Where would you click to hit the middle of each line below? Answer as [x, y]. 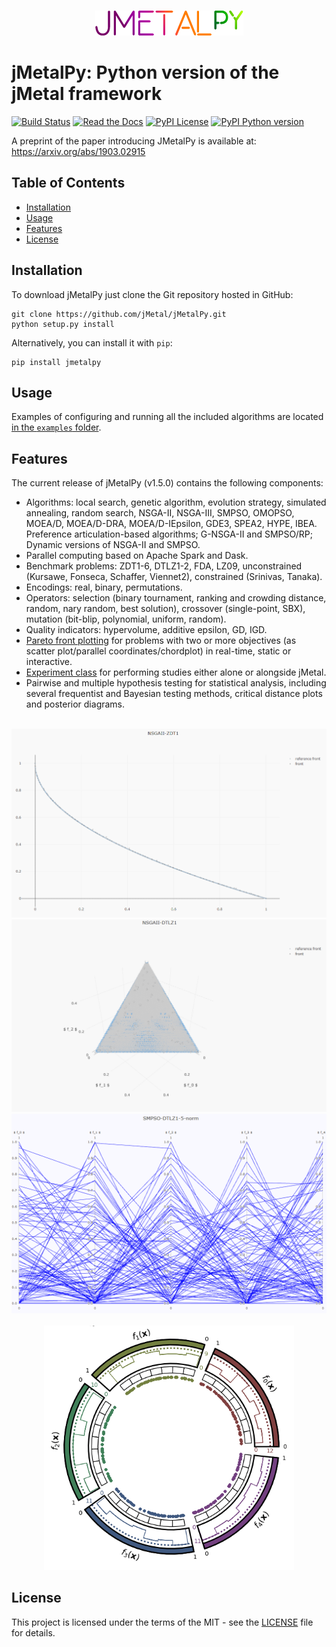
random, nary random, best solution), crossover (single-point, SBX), [165, 609]
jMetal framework [87, 94]
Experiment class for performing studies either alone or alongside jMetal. [176, 672]
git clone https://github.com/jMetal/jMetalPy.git [119, 314]
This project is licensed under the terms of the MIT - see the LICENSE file [162, 1622]
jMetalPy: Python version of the [145, 72]
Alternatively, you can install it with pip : [92, 342]
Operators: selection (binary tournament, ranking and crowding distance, [176, 598]
